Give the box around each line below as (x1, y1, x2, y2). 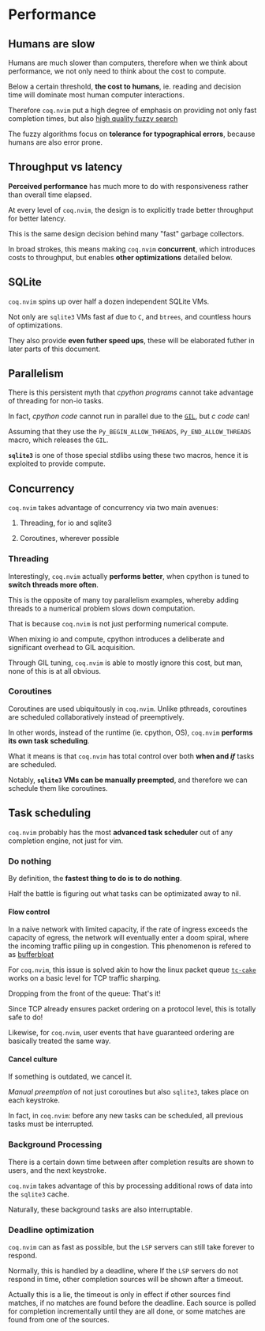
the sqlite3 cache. (8, 1189, 69, 1199)
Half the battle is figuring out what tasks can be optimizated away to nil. (8, 888, 241, 898)
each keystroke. (8, 1095, 61, 1105)
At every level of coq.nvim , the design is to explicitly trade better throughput (8, 205, 254, 214)
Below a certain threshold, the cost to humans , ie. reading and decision (8, 81, 241, 91)
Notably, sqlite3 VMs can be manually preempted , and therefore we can (8, 775, 248, 785)
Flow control (8, 907, 50, 917)
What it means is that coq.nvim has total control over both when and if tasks (8, 751, 255, 761)
